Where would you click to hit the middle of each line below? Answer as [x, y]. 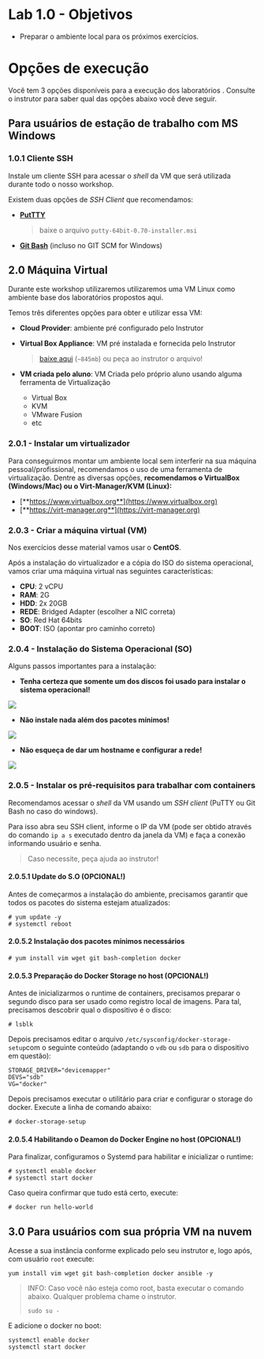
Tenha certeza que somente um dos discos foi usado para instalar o [132, 681]
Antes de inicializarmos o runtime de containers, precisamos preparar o [124, 993]
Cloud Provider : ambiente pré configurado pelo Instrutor [112, 328]
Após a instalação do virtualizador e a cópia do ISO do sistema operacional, [131, 562]
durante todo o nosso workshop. [61, 184]
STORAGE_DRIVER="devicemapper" [59, 1070]
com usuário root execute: [51, 1259]
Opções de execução [79, 68]
